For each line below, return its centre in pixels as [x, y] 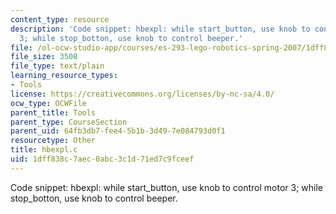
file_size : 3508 [44, 57]
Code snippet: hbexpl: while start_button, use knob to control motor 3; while [167, 187]
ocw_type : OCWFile [48, 103]
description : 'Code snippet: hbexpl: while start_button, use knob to [160, 29]
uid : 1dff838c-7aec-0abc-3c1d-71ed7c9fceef [102, 159]
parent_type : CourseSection [69, 122]
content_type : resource [60, 19]
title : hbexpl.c [44, 150]
